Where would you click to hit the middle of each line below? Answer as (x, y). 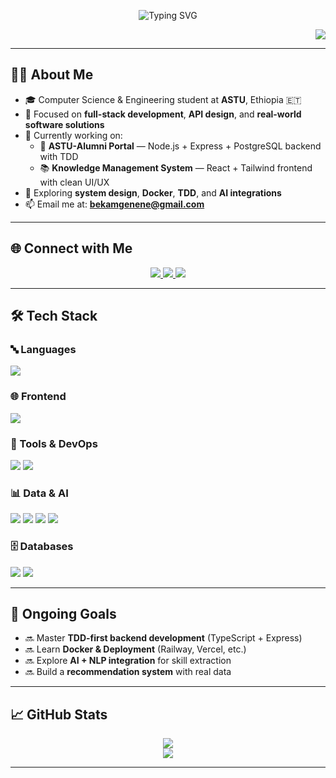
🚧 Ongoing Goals (63, 613)
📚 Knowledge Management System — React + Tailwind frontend (176, 167)
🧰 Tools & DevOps (54, 443)
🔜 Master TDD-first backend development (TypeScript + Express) (163, 638)
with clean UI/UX (74, 182)
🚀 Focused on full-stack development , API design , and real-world (163, 114)
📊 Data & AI (39, 493)
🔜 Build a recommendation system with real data (128, 672)
